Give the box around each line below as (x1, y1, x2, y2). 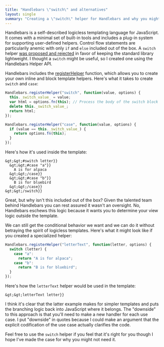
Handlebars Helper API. (5, 61, 53, 67)
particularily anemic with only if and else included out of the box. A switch (5, 45, 156, 51)
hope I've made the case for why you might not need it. (5, 337, 116, 342)
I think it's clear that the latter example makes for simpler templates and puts (5, 301, 159, 307)
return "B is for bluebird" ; (18, 265, 78, 270)
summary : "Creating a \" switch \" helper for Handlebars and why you (5, 16, 147, 21)
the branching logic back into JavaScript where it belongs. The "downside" (5, 306, 156, 312)
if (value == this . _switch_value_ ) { (9, 126, 86, 131)
